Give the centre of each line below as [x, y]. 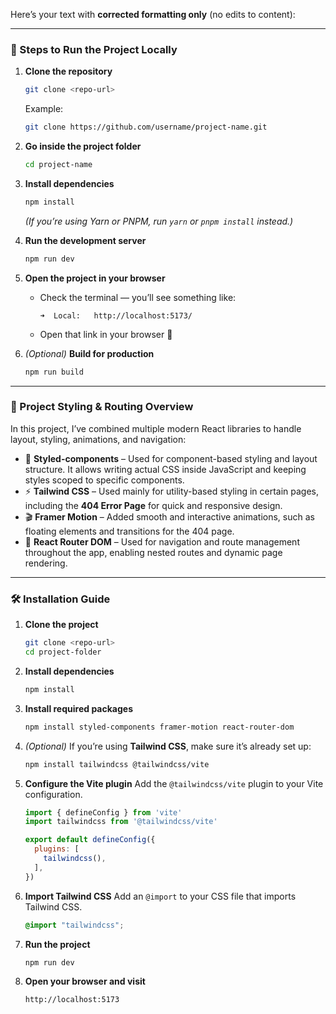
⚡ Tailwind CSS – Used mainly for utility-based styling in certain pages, [172, 491]
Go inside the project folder [83, 146]
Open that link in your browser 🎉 [106, 334]
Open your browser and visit [85, 981]
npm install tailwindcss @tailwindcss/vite [117, 764]
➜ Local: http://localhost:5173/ [116, 315]
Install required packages [78, 708]
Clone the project [61, 625]
